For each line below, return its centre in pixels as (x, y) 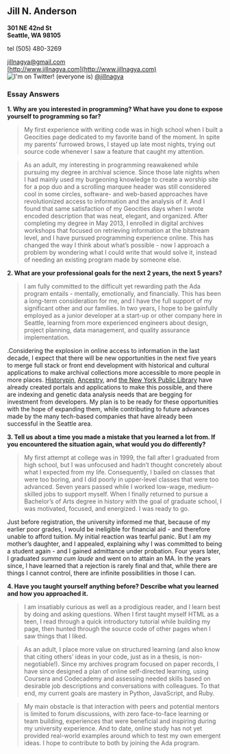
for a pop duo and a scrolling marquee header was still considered (117, 187)
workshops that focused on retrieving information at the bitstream (117, 231)
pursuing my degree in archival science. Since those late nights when (122, 172)
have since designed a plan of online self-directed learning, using (116, 672)
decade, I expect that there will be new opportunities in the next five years (112, 358)
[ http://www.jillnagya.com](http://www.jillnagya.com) (82, 69)
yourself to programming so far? (54, 117)
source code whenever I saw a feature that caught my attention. (114, 152)
